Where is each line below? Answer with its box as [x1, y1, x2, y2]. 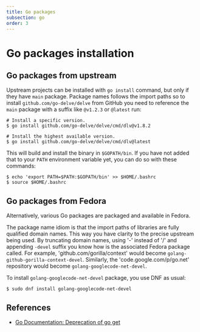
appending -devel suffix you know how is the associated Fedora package [6, 243, 190, 251]
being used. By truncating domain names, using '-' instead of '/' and [6, 237, 178, 244]
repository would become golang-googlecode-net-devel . [6, 262, 147, 270]
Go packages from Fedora [6, 195, 106, 206]
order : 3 [6, 20, 29, 26]
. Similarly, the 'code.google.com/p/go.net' [82, 256, 190, 263]
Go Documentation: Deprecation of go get [15, 319, 120, 325]
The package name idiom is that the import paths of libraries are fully [6, 224, 179, 231]
